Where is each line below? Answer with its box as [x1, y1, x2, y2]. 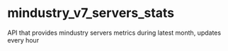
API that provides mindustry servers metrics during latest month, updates [7, 28, 222, 37]
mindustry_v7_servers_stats [7, 5, 175, 21]
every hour [7, 35, 40, 44]
